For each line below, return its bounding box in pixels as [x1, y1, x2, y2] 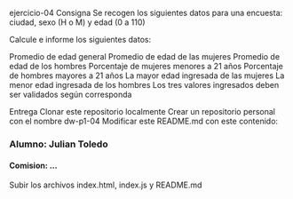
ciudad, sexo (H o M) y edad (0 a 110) [9, 17, 146, 28]
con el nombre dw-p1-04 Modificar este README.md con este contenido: [9, 115, 278, 126]
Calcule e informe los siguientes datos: [9, 35, 152, 44]
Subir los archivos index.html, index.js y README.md [9, 179, 202, 190]
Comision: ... [9, 160, 58, 171]
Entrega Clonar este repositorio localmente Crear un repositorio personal [9, 107, 275, 116]
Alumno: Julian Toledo [9, 138, 108, 150]
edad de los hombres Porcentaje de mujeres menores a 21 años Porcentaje [9, 61, 284, 71]
